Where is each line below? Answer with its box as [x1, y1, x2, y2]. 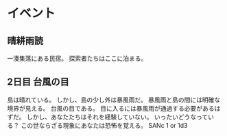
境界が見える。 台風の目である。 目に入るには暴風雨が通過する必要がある [7, 104, 215, 112]
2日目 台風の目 [7, 76, 70, 88]
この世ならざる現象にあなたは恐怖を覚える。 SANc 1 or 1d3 [20, 121, 188, 129]
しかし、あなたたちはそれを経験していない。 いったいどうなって [26, 113, 208, 121]
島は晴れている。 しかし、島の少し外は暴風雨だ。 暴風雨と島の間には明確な [7, 96, 221, 104]
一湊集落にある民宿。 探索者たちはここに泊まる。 [7, 55, 147, 62]
